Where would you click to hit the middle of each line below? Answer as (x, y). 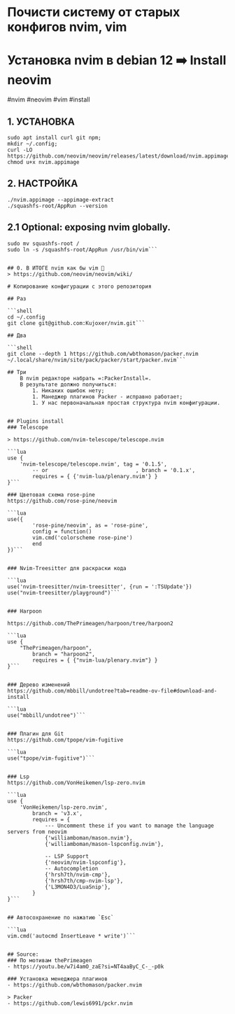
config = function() (62, 532)
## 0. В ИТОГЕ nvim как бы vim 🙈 (56, 268)
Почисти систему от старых (94, 12)
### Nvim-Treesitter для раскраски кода (67, 568)
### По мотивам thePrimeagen (50, 960)
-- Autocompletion (71, 868)
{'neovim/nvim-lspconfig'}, (86, 862)
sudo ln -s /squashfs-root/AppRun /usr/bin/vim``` (83, 249)
